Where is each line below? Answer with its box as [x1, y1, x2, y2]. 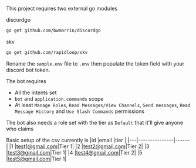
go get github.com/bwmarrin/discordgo [6, 28, 101, 33]
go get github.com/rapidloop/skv [6, 49, 88, 55]
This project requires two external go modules [6, 5, 118, 12]
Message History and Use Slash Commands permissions [14, 108, 145, 115]
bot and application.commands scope [14, 95, 104, 102]
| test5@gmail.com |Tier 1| [6, 155, 67, 162]
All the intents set [14, 89, 57, 96]
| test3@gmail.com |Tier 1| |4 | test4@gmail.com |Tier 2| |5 [6, 149, 143, 156]
